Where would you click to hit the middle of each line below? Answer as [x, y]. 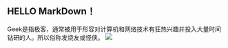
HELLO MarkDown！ [52, 11]
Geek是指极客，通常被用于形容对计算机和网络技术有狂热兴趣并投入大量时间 [114, 29]
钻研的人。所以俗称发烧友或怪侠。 [55, 37]
